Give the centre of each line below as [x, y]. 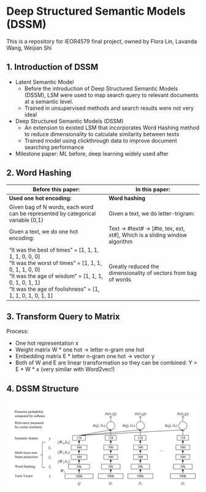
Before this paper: [56, 190]
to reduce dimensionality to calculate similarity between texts [102, 134]
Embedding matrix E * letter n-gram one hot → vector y [85, 356]
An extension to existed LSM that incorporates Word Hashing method [112, 128]
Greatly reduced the [134, 266]
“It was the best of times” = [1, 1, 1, [54, 250]
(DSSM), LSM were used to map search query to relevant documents [111, 95]
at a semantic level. [49, 101]
